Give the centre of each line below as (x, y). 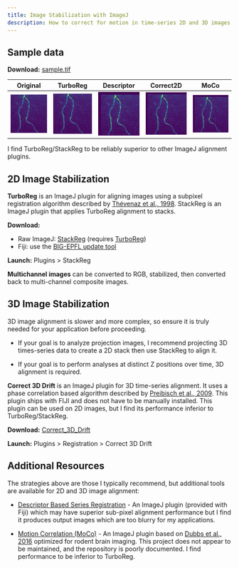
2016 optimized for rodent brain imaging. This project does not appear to (124, 541)
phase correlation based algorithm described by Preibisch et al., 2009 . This (118, 393)
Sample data (36, 52)
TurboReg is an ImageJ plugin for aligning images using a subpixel (105, 196)
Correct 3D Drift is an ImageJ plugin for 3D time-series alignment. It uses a (118, 385)
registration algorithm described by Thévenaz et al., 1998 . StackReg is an (115, 204)
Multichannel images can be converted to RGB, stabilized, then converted (117, 274)
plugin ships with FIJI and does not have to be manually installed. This (110, 400)
